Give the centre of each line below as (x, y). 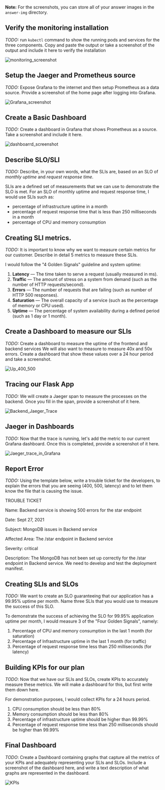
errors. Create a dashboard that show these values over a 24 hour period (79, 354)
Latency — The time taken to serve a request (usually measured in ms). (85, 274)
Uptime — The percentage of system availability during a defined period (86, 311)
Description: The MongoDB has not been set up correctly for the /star (76, 558)
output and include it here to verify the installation (55, 50)
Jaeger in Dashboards (40, 427)
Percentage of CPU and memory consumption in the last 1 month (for (82, 631)
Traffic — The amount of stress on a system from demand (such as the (84, 279)
